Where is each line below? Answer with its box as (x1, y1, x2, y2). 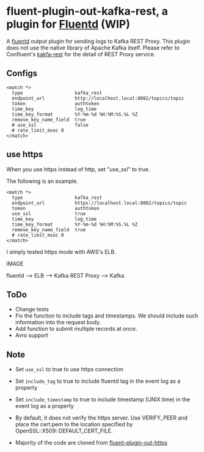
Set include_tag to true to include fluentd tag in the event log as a (15, 377, 181, 385)
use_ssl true (12, 210, 86, 217)
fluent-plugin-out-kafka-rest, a (6, 4, 169, 18)
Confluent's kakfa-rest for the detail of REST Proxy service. (6, 50, 156, 57)
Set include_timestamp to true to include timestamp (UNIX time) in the (15, 396, 191, 403)
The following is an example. (6, 177, 78, 185)
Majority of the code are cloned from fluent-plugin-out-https (15, 439, 168, 446)
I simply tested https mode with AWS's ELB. (6, 248, 116, 255)
